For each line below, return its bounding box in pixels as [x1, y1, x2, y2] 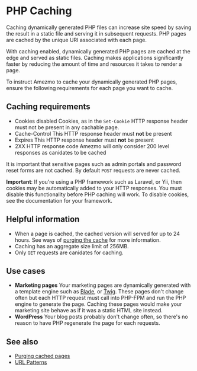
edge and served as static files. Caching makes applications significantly [6, 54, 183, 61]
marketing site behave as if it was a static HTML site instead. [14, 307, 163, 314]
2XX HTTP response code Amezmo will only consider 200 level [14, 142, 170, 149]
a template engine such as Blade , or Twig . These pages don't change [14, 288, 184, 295]
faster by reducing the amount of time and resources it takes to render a [6, 60, 182, 68]
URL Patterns [14, 359, 47, 366]
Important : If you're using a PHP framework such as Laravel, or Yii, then [6, 178, 182, 185]
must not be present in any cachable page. [14, 123, 120, 131]
